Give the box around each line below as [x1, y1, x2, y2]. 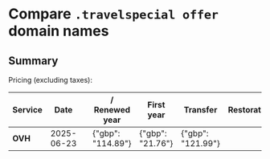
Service [12, 104, 43, 115]
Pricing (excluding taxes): [8, 75, 93, 84]
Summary [8, 54, 59, 67]
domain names [8, 22, 109, 40]
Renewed [93, 104, 131, 115]
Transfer [183, 104, 218, 115]
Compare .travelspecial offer [8, 5, 219, 23]
